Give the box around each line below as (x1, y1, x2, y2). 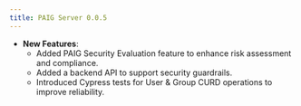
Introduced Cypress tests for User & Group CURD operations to (35, 76, 273, 87)
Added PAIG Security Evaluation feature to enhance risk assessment (35, 47, 292, 59)
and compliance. (35, 57, 99, 68)
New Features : (22, 38, 79, 49)
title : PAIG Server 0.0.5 (9, 13, 107, 23)
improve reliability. (35, 86, 105, 97)
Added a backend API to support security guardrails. (35, 67, 233, 78)
